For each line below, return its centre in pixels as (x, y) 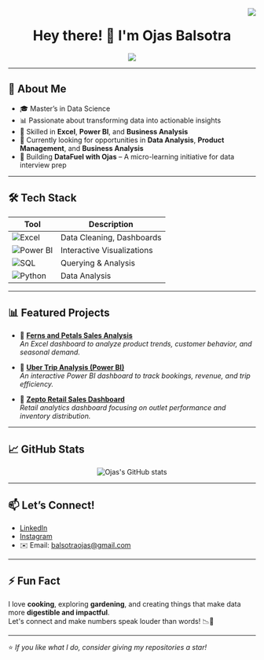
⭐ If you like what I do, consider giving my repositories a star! (108, 647)
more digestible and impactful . (59, 612)
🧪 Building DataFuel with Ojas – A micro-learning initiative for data (127, 156)
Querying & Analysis (98, 262)
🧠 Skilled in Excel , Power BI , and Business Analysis (104, 131)
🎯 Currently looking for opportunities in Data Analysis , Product (122, 140)
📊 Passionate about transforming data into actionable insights (120, 120)
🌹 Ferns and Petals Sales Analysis (76, 335)
